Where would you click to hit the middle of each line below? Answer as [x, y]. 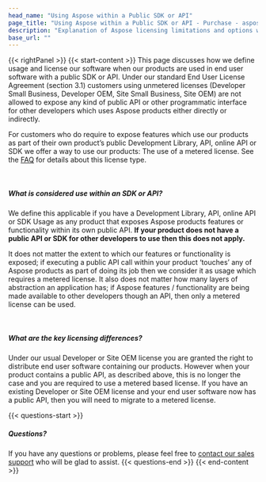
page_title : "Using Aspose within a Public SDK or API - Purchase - [123, 23]
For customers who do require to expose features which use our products [129, 135]
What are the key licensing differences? [75, 338]
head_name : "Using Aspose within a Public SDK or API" [101, 15]
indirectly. [25, 119]
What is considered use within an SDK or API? [85, 193]
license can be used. [42, 304]
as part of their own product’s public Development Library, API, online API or [133, 143]
